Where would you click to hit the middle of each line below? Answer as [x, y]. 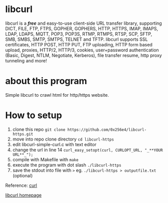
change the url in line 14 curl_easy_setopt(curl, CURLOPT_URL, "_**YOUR [88, 150]
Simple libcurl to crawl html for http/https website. [57, 95]
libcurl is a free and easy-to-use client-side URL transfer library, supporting [84, 23]
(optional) [22, 175]
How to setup [34, 116]
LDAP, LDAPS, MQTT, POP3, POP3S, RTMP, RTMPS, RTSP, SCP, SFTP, [79, 34]
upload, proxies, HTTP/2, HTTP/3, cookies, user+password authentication [82, 50]
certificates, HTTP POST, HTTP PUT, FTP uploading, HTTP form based [79, 44]
